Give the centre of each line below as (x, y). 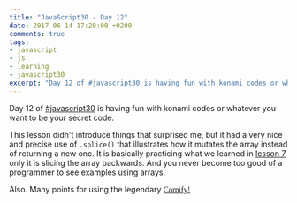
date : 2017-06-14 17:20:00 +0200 (71, 26)
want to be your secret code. (62, 117)
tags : (19, 42)
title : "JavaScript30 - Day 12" (69, 17)
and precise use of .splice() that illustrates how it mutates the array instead (148, 144)
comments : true (37, 34)
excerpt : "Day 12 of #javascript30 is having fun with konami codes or (144, 83)
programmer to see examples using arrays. (88, 172)
